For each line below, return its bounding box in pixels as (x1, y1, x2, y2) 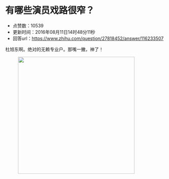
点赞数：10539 (12, 23, 44, 29)
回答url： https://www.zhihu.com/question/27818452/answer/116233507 (12, 35, 164, 41)
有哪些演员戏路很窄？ (5, 5, 95, 16)
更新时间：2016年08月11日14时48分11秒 (12, 29, 96, 35)
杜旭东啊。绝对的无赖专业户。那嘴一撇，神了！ (5, 46, 103, 52)
